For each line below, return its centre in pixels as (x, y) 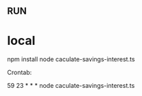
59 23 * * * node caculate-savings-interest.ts (71, 86)
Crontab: (20, 73)
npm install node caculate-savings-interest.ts (71, 59)
